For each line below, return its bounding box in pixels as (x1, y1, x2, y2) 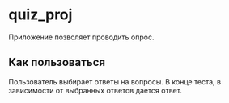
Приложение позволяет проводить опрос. (8, 32, 155, 42)
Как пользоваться (8, 56, 106, 69)
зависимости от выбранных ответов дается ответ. (8, 85, 182, 95)
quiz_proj (8, 6, 73, 24)
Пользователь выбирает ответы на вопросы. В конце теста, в (8, 76, 221, 86)
